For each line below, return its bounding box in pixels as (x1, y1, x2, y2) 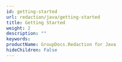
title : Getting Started (6, 19, 66, 25)
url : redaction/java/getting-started (6, 14, 100, 20)
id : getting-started (6, 8, 58, 15)
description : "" (6, 31, 47, 37)
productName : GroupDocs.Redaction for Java (6, 42, 117, 48)
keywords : (6, 36, 31, 42)
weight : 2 (6, 25, 31, 31)
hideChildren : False (6, 47, 58, 53)
